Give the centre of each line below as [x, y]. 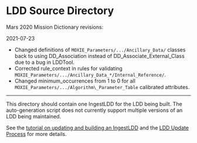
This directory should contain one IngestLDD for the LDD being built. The [94, 104]
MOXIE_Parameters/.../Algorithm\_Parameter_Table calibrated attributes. [102, 87]
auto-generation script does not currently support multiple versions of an [94, 110]
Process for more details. [36, 134]
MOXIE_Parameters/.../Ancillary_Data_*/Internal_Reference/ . [90, 74]
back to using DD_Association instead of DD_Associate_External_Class [99, 56]
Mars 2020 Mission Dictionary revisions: [55, 27]
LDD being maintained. [34, 116]
